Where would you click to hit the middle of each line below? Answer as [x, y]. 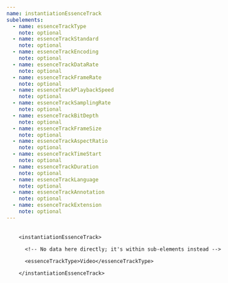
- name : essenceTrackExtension [57, 205]
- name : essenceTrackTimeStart [57, 154]
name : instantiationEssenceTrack [54, 13]
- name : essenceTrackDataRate [55, 65]
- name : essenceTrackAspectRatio [60, 141]
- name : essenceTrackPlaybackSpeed [63, 90]
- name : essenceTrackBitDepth [55, 115]
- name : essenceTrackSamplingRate [62, 103]
